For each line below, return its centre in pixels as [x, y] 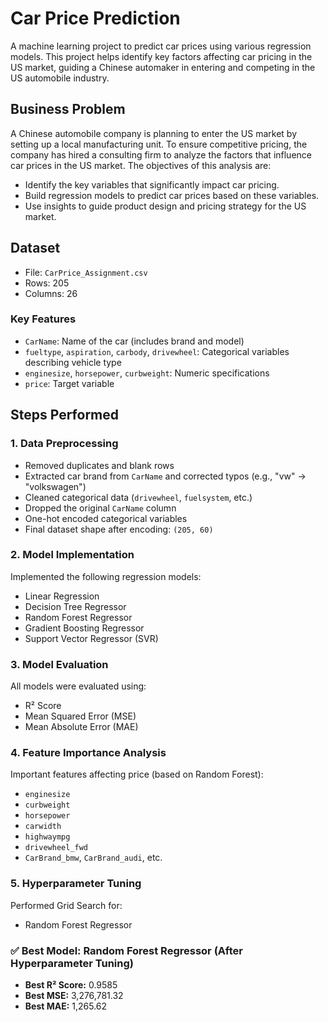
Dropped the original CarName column [100, 508]
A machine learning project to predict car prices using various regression [161, 46]
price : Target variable [69, 383]
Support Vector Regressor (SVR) [91, 638]
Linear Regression [62, 596]
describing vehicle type [73, 362]
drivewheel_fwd [56, 848]
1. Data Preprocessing [64, 444]
